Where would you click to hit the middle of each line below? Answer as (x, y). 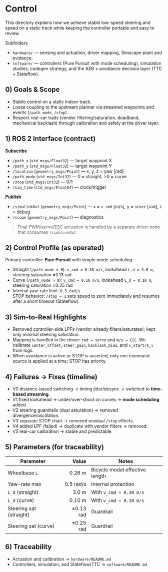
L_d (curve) (21, 500)
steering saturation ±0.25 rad (42, 285)
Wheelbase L (23, 472)
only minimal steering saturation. (46, 335)
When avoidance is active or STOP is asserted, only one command (81, 356)
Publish (13, 197)
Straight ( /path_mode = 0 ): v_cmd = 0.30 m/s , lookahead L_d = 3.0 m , (83, 269)
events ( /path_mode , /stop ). (40, 112)
